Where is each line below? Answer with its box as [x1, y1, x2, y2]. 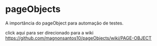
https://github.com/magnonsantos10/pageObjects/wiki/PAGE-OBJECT [5, 35, 152, 41]
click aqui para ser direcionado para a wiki [5, 29, 94, 35]
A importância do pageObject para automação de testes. [5, 20, 124, 26]
